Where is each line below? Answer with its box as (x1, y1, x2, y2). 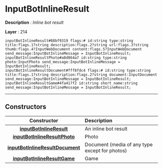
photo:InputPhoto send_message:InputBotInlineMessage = (5, 59, 120, 64)
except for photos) (84, 147, 127, 154)
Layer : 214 (5, 29, 28, 34)
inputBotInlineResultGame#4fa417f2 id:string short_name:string (5, 81, 138, 85)
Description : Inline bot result (5, 19, 64, 25)
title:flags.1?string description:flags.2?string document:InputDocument (5, 72, 158, 77)
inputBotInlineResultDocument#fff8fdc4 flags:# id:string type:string (5, 68, 151, 73)
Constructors (5, 103, 47, 111)
